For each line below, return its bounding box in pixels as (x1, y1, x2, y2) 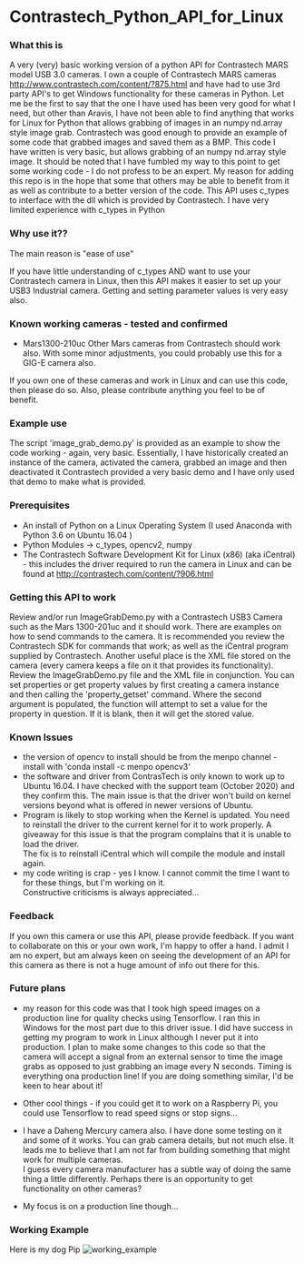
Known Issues (9, 731, 74, 743)
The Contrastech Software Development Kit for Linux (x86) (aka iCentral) (22, 549, 296, 560)
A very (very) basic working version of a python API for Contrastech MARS (9, 59, 289, 70)
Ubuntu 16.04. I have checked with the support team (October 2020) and (22, 781, 295, 792)
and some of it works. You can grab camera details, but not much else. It (22, 1135, 295, 1146)
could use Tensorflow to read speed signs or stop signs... (22, 1107, 238, 1118)
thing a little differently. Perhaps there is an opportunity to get (22, 1173, 253, 1184)
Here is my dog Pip (9, 1244, 81, 1255)
